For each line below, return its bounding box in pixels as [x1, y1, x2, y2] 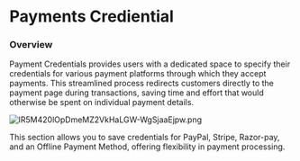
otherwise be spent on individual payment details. [9, 97, 195, 108]
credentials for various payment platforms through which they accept [9, 68, 267, 79]
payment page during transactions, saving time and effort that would [9, 87, 264, 98]
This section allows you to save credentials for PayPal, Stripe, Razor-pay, [9, 132, 280, 143]
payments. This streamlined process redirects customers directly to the [9, 78, 275, 89]
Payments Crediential [9, 6, 174, 27]
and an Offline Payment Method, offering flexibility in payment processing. [9, 141, 286, 152]
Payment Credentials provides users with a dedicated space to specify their [9, 58, 291, 69]
